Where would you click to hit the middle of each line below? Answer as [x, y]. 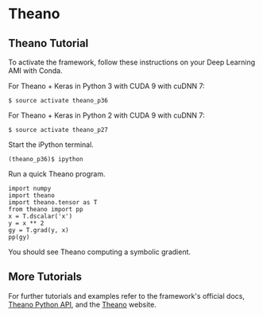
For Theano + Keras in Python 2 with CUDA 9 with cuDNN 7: [106, 115]
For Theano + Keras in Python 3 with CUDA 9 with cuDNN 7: [106, 86]
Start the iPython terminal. [51, 145]
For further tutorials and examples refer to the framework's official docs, [126, 296]
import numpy [30, 188]
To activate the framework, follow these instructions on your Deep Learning [132, 62]
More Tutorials [45, 277]
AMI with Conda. [36, 71]
